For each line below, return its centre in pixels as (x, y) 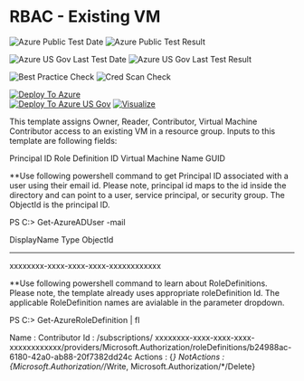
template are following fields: (63, 140)
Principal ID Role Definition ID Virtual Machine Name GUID (118, 158)
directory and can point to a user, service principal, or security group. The (147, 195)
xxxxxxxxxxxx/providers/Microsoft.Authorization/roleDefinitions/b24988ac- (151, 347)
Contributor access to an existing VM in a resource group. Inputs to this (142, 131)
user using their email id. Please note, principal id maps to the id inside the (148, 185)
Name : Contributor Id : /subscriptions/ (81, 338)
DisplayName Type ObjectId (62, 239)
